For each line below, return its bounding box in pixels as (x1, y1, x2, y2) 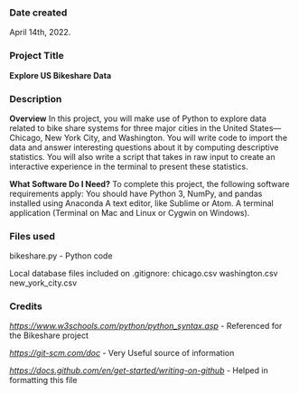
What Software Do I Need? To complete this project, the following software (9, 178, 290, 189)
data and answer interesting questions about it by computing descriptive (9, 142, 279, 153)
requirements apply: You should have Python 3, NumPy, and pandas (9, 188, 263, 199)
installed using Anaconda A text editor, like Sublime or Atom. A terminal (9, 197, 274, 209)
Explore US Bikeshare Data (9, 70, 112, 80)
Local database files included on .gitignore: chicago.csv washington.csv (9, 268, 278, 279)
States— (249, 122, 282, 133)
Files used (9, 230, 56, 242)
